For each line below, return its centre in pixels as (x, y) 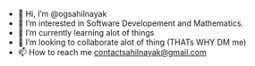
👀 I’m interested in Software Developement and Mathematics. (131, 23)
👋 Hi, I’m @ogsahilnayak (62, 14)
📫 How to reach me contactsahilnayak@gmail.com (112, 52)
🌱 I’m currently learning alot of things (86, 33)
